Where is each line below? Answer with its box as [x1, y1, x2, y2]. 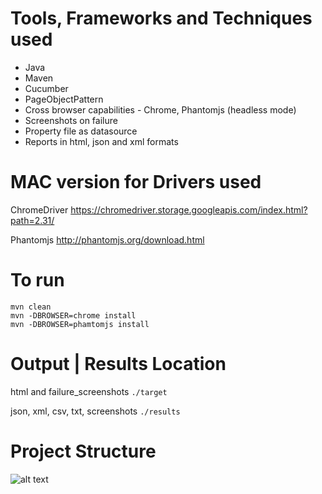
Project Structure [10, 440, 157, 462]
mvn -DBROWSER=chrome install [10, 310, 137, 321]
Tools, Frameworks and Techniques [10, 7, 313, 30]
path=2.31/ [10, 214, 55, 226]
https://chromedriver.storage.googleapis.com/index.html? [70, 203, 308, 216]
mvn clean [10, 302, 52, 312]
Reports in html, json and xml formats [24, 135, 179, 147]
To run [10, 269, 65, 292]
